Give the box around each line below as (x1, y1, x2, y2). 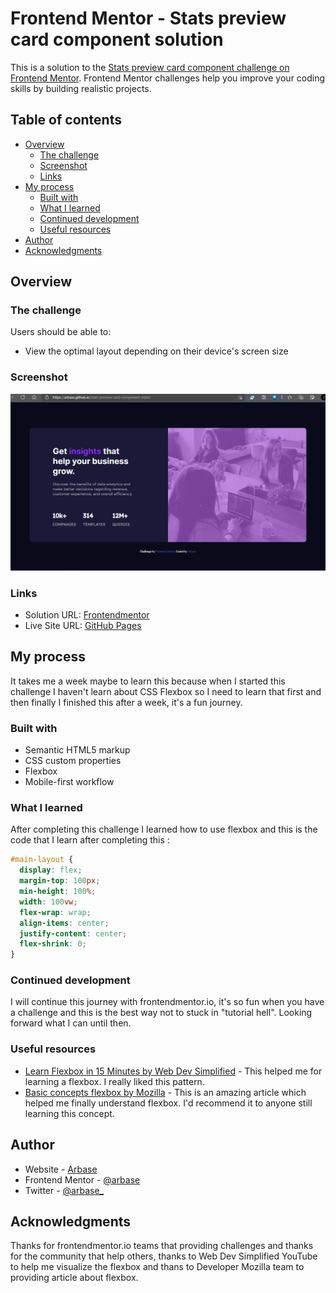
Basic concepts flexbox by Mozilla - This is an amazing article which (24, 1086, 307, 1098)
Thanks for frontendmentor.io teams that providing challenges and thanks (10, 1240, 314, 1252)
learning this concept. (24, 1107, 115, 1119)
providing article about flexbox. (10, 1272, 139, 1284)
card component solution (10, 28, 224, 51)
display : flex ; (19, 865, 83, 876)
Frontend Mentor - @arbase (24, 1173, 141, 1186)
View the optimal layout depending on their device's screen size (24, 345, 289, 357)
